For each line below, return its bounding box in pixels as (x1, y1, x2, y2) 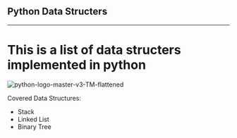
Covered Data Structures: (7, 94, 81, 102)
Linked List (17, 115, 49, 123)
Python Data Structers (7, 6, 108, 18)
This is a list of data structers (7, 42, 181, 58)
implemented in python (7, 57, 147, 73)
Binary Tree (17, 123, 51, 131)
